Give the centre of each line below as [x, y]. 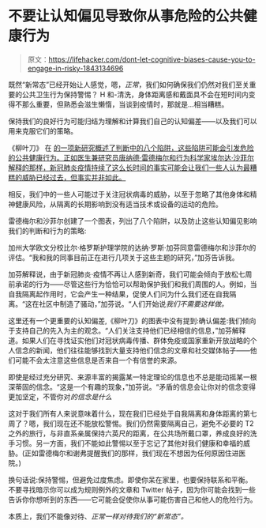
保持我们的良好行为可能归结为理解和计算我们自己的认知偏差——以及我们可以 [133, 121]
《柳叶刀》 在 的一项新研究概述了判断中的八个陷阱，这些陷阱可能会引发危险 [131, 148]
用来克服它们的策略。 [43, 130]
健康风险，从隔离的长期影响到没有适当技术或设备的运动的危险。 [118, 204]
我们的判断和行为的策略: [47, 231]
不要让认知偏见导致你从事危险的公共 [126, 16]
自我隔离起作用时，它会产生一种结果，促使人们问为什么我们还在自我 [119, 294]
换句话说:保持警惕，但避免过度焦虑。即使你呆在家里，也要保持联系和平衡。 [130, 480]
